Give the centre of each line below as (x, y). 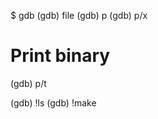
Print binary (60, 56)
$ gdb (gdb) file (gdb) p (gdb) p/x (79, 15)
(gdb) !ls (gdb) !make (53, 102)
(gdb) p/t (28, 83)
